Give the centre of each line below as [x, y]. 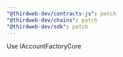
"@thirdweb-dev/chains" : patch [52, 20]
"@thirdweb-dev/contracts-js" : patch [61, 14]
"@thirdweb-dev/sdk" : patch [48, 26]
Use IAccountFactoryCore [44, 47]
